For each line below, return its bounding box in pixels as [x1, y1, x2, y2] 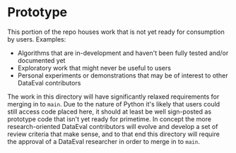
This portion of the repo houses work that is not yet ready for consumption [7, 27, 225, 36]
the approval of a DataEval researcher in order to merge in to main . [7, 137, 200, 145]
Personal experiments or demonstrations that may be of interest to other [17, 71, 228, 80]
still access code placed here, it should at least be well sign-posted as [7, 107, 212, 116]
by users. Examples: [7, 35, 66, 43]
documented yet [17, 56, 66, 64]
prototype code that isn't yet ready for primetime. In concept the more [7, 114, 212, 123]
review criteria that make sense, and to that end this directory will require [7, 130, 220, 138]
